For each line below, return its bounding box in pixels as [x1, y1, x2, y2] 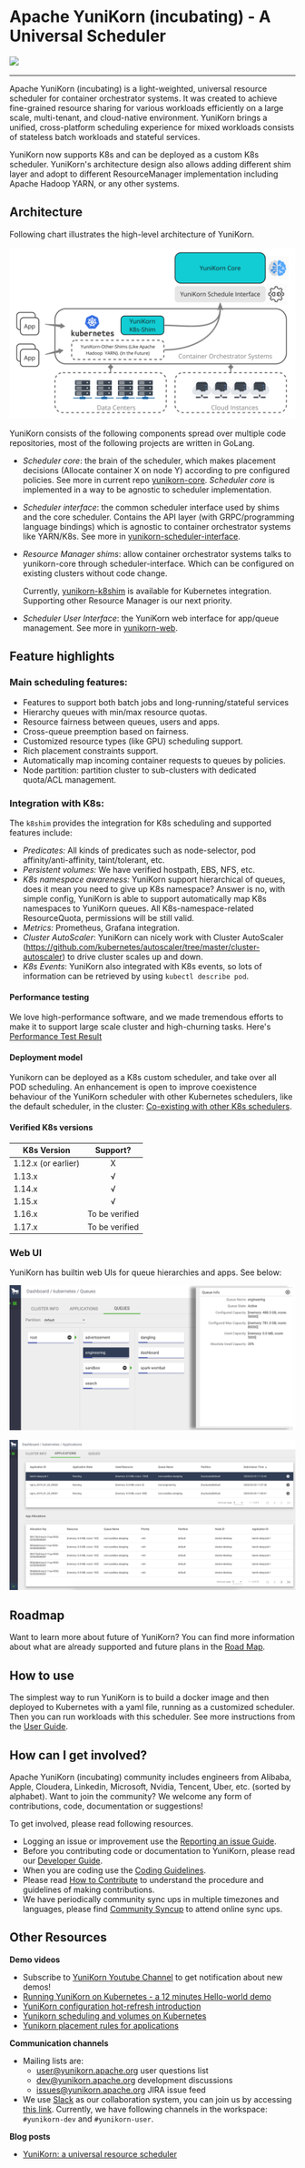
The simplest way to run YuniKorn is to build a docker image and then [9, 1692, 270, 1703]
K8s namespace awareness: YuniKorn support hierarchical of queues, [22, 874, 286, 885]
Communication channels [9, 2037, 109, 2049]
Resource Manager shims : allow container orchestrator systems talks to [22, 548, 292, 559]
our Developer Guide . [22, 1855, 103, 1867]
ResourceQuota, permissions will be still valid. [22, 912, 195, 923]
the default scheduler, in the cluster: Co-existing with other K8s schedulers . [9, 1101, 292, 1112]
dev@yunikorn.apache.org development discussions [35, 2074, 233, 2085]
